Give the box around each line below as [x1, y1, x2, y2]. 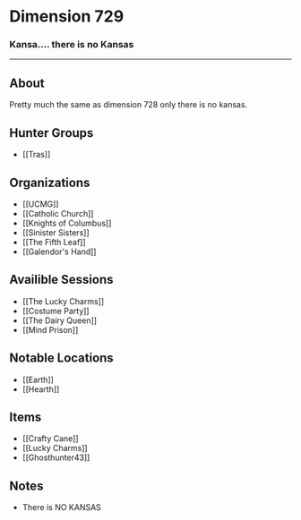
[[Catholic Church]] [21, 208, 94, 218]
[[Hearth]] [21, 383, 60, 395]
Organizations [9, 175, 90, 190]
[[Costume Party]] [21, 305, 90, 316]
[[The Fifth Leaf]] [21, 236, 87, 247]
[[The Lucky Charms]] [21, 295, 105, 306]
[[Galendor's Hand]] [21, 246, 97, 257]
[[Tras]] [21, 149, 51, 160]
